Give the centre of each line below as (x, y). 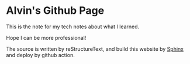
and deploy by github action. (40, 55)
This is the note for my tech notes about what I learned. (73, 27)
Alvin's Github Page (55, 11)
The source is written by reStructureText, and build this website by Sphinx (95, 49)
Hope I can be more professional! (46, 37)
